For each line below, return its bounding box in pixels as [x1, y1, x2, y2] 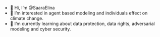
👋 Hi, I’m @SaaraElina [10, 5, 55, 10]
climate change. [10, 15, 44, 21]
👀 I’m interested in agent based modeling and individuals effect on [10, 10, 148, 16]
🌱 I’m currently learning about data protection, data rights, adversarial [10, 20, 155, 26]
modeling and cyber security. [10, 26, 71, 32]
